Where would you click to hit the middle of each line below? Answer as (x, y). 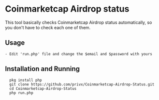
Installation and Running (43, 69)
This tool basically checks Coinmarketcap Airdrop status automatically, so (79, 22)
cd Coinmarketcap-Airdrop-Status (43, 88)
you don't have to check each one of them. (48, 27)
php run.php (22, 93)
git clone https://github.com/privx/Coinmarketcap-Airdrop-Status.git (82, 84)
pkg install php (26, 80)
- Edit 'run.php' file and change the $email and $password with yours (79, 54)
